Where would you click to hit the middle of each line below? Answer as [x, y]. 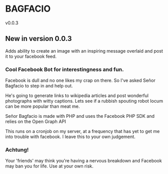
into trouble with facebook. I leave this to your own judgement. [70, 137]
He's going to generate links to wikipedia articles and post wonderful [77, 96]
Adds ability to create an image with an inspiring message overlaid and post [84, 51]
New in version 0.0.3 [39, 39]
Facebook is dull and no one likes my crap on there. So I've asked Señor [80, 80]
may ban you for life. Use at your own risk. [49, 166]
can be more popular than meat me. [43, 106]
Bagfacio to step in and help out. [39, 86]
